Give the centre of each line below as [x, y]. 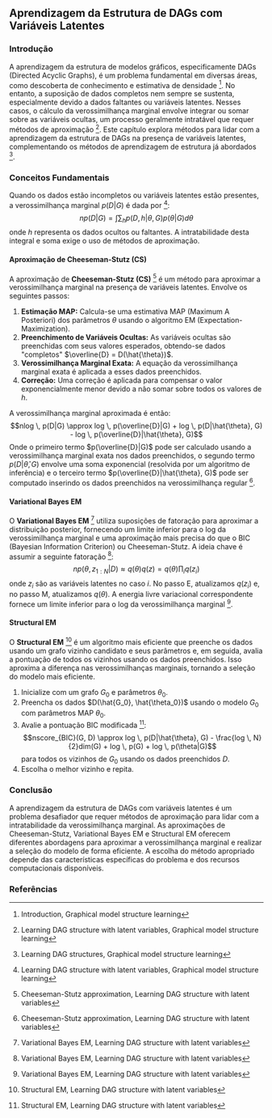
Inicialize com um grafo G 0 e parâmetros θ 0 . [94, 693]
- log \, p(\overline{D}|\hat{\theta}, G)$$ [136, 434]
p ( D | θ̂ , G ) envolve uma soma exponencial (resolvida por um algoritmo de [130, 464]
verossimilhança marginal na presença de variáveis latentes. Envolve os [128, 287]
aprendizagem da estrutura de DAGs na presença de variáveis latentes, [128, 138]
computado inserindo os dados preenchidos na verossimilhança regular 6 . [132, 482]
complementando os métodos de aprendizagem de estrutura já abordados [133, 146]
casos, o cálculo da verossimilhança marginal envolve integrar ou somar [129, 111]
